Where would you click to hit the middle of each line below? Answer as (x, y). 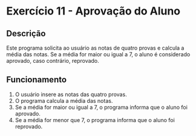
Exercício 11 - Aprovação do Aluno (93, 11)
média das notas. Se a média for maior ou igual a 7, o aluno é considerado (98, 54)
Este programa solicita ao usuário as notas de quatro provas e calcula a (95, 48)
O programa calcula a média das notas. (64, 100)
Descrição (26, 34)
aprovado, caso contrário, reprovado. (53, 61)
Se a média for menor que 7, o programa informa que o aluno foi (95, 120)
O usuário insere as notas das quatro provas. (71, 94)
